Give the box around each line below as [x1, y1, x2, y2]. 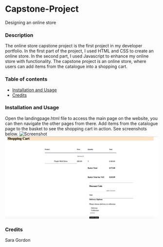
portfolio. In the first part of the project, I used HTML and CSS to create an [5, 48, 154, 54]
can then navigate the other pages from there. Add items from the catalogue [5, 121, 158, 126]
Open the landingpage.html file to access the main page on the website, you [5, 115, 158, 121]
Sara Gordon [5, 237, 31, 243]
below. [5, 131, 18, 137]
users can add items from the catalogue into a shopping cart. [5, 63, 127, 69]
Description [5, 32, 34, 39]
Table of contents [5, 76, 48, 82]
